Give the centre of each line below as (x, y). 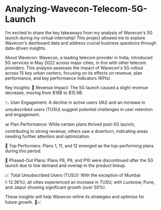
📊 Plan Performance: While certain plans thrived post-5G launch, (70, 124)
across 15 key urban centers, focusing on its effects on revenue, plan (74, 73)
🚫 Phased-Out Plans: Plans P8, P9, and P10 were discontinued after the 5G (79, 160)
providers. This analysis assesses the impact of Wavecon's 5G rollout (74, 68)
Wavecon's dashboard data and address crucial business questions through (81, 43)
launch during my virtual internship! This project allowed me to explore (75, 38)
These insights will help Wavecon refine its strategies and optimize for (75, 196)
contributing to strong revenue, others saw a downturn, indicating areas (77, 131)
